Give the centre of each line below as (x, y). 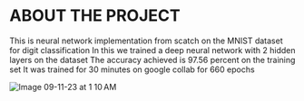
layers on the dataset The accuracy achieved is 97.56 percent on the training (152, 60)
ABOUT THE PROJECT (95, 16)
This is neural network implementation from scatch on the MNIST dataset (146, 41)
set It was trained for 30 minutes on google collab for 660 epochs (132, 69)
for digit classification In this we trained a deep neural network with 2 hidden (152, 50)
